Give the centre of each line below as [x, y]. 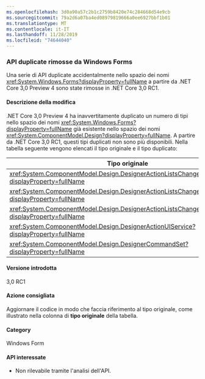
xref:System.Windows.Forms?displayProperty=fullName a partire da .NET [99, 82]
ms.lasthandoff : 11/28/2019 [42, 35]
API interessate [26, 357]
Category [19, 329]
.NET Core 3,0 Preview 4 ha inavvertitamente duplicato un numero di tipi [97, 116]
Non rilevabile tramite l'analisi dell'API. [63, 371]
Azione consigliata [31, 296]
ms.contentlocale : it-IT [38, 29]
